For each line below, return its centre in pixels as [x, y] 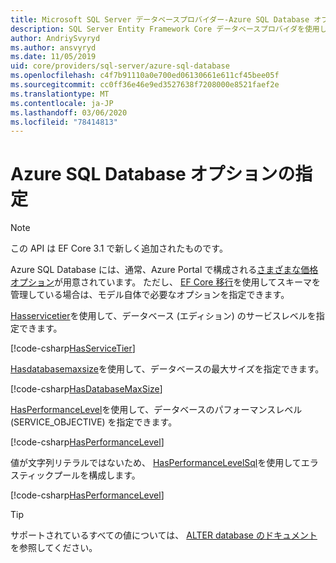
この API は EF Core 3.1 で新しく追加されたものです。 [119, 248]
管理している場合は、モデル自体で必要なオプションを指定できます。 [150, 295]
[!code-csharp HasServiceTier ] [73, 348]
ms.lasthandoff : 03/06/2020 [69, 112]
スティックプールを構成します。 [75, 475]
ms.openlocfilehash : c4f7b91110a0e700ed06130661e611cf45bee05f [145, 76]
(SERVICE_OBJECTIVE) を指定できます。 [94, 422]
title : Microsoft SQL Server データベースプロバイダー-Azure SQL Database [160, 19]
